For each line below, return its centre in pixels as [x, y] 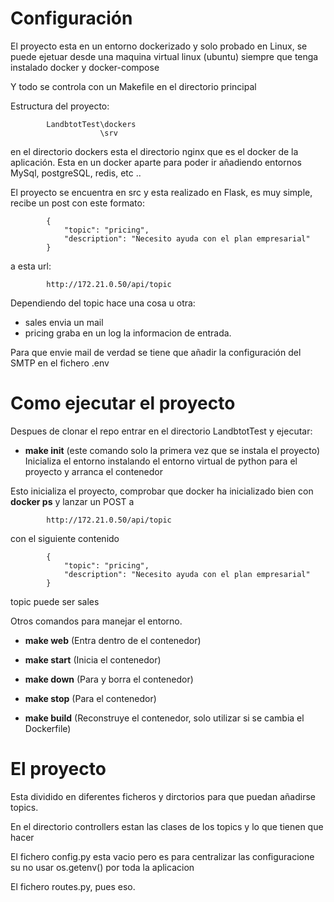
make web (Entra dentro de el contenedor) [113, 640]
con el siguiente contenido [65, 538]
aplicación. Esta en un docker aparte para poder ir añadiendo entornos [156, 162]
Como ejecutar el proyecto [123, 403]
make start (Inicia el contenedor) [93, 659]
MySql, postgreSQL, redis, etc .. [76, 173]
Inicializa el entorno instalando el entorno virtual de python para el [161, 461]
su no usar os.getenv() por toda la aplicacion [102, 867]
